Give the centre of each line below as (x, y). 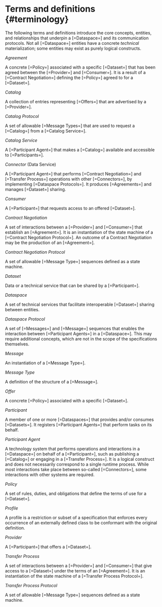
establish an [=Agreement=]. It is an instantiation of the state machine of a (79, 232)
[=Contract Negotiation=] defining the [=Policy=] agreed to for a (69, 77)
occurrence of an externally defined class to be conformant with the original (81, 523)
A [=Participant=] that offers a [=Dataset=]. (48, 547)
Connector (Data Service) (31, 164)
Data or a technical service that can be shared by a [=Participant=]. (72, 285)
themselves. (17, 344)
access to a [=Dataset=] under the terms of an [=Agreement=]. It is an (75, 570)
